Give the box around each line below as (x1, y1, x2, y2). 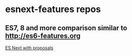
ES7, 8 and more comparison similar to (5, 24, 127, 32)
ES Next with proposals (5, 45, 54, 51)
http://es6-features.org (5, 31, 81, 40)
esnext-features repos (5, 4, 101, 15)
